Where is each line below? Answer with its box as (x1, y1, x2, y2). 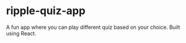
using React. (6, 29, 36, 37)
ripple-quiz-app (6, 4, 86, 18)
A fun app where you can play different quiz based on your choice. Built (6, 24, 181, 31)
